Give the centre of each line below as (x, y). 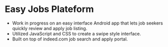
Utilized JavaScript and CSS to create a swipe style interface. (76, 33)
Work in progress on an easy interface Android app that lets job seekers (88, 23)
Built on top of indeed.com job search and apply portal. (70, 39)
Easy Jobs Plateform (49, 9)
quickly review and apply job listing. (50, 28)
